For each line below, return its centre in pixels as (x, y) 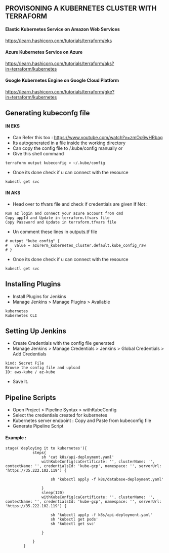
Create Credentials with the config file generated (64, 343)
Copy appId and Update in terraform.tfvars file (57, 218)
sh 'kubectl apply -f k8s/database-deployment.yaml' (107, 479)
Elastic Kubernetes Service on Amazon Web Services (62, 29)
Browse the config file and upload (43, 368)
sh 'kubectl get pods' (74, 519)
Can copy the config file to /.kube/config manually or (68, 148)
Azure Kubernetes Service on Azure (44, 52)
